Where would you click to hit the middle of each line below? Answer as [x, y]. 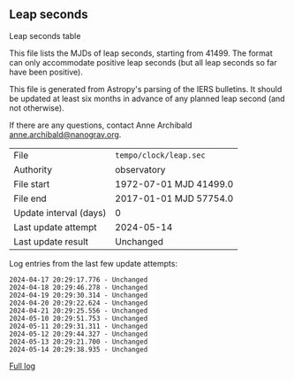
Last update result [51, 241]
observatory [140, 169]
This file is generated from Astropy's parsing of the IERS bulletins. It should [146, 89]
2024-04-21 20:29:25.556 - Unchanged [79, 310]
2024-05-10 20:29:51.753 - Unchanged [79, 318]
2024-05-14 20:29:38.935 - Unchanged [79, 349]
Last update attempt [55, 227]
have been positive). [46, 72]
